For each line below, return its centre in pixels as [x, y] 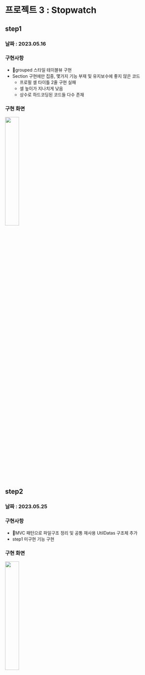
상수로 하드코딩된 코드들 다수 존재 [52, 94]
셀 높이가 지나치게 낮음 [41, 88]
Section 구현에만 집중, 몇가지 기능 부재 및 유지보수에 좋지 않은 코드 [76, 76]
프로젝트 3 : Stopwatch [51, 10]
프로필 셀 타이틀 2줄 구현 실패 [48, 82]
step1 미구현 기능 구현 [33, 539]
